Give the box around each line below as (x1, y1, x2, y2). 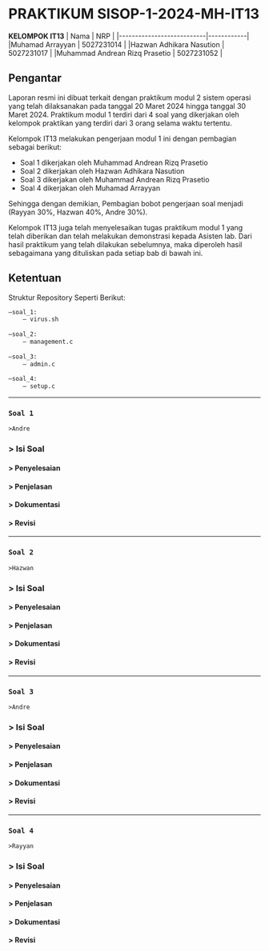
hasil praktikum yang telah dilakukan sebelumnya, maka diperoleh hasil (8, 239, 243, 249)
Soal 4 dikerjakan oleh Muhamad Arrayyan (19, 183, 161, 193)
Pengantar (8, 71, 62, 85)
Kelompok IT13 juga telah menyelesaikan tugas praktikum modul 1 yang (8, 222, 243, 232)
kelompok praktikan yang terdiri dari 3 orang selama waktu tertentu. (8, 118, 232, 128)
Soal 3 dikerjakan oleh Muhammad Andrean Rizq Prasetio (19, 174, 210, 184)
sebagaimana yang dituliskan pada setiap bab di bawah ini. (8, 248, 203, 258)
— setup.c (22, 382, 56, 390)
